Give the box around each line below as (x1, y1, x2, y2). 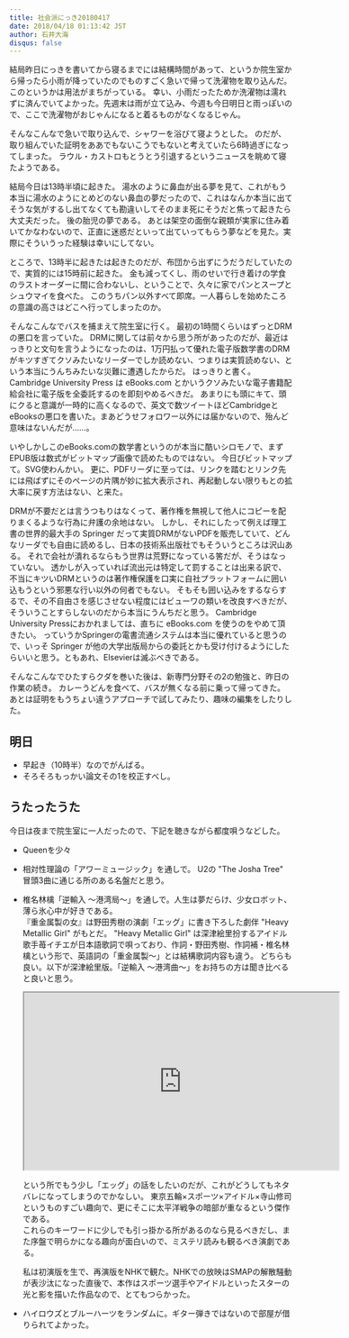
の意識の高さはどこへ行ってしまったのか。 (9, 302, 166, 313)
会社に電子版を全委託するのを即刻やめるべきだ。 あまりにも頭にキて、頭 (16, 388, 287, 399)
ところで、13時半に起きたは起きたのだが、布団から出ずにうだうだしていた (9, 257, 285, 268)
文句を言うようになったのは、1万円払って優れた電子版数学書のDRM (40, 343, 291, 354)
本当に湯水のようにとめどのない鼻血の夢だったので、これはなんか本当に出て (9, 193, 293, 204)
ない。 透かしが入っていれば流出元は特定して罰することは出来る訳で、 (24, 562, 287, 573)
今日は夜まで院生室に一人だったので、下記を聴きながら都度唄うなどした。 (9, 825, 285, 836)
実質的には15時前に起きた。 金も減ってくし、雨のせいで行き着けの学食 (24, 268, 286, 279)
